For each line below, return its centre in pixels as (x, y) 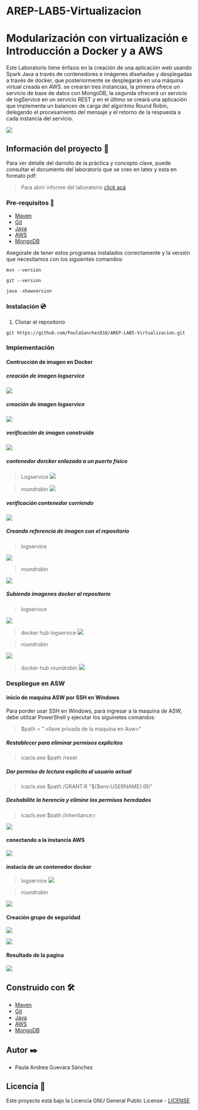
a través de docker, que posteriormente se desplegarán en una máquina (95, 80)
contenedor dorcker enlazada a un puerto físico (67, 461)
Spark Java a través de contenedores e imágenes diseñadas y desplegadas (99, 74)
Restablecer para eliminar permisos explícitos (65, 743)
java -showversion (29, 291)
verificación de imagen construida (50, 433)
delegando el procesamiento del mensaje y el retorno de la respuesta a (93, 112)
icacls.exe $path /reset (49, 758)
